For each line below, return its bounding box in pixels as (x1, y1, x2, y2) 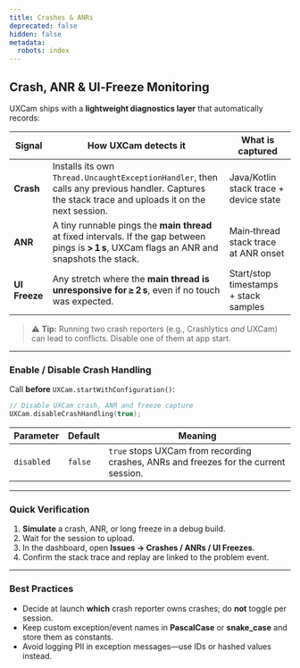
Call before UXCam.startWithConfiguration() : (9, 384, 176, 395)
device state (229, 193, 281, 205)
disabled (13, 456, 51, 467)
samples (229, 300, 265, 313)
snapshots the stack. (52, 252, 140, 264)
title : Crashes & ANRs (9, 13, 94, 22)
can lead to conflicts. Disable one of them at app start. (30, 332, 231, 344)
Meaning (178, 430, 217, 442)
